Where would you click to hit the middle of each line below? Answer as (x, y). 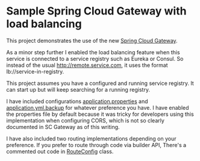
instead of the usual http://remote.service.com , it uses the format (87, 65)
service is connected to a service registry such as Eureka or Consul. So (95, 58)
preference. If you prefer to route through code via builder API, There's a (96, 145)
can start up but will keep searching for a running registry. (78, 89)
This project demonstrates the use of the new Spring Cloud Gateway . (92, 40)
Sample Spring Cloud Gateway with (96, 11)
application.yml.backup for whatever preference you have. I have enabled (98, 107)
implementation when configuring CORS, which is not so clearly (85, 120)
